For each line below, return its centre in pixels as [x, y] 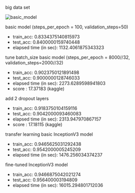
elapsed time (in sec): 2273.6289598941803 [59, 83]
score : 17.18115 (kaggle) [37, 124]
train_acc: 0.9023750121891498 [46, 72]
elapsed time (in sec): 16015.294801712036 [58, 185]
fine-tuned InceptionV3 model [37, 165]
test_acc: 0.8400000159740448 [46, 42]
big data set [18, 7]
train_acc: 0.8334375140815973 [46, 37]
